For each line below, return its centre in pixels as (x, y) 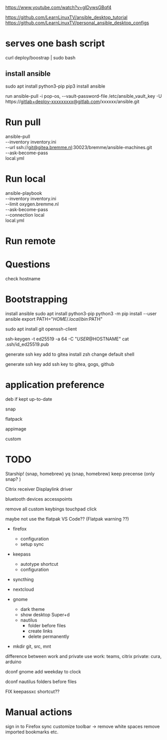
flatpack (14, 419)
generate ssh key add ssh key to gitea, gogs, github (60, 364)
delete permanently (49, 636)
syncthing (23, 579)
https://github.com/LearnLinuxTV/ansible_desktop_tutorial (67, 17)
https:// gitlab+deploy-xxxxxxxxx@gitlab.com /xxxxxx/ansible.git (72, 101)
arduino (13, 662)
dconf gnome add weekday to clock (43, 671)
